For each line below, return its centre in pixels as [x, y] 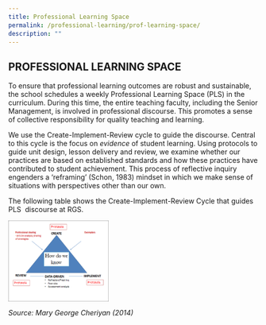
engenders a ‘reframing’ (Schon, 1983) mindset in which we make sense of [131, 177]
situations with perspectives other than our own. [87, 186]
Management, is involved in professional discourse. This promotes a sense [130, 111]
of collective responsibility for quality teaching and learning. [106, 120]
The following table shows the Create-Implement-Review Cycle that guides [131, 201]
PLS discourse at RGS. [46, 210]
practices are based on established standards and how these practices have [133, 161]
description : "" [35, 33]
